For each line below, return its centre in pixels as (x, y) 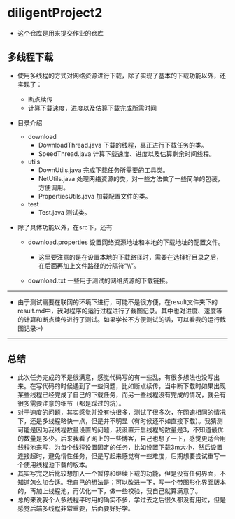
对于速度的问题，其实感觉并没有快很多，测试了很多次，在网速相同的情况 (121, 412)
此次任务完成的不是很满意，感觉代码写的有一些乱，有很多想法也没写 (115, 377)
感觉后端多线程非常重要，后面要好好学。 (76, 508)
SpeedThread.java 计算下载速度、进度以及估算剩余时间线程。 (127, 154)
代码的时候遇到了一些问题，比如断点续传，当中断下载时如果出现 (134, 385)
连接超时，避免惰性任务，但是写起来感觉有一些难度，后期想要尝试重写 (119, 455)
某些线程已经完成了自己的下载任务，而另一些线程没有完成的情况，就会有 (121, 394)
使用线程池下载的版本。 (57, 464)
